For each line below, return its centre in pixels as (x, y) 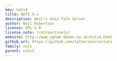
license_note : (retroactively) (38, 32)
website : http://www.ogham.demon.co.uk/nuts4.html (59, 37)
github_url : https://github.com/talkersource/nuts (59, 42)
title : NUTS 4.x (22, 14)
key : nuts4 (16, 10)
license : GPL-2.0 (23, 28)
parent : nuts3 (20, 51)
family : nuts (19, 46)
